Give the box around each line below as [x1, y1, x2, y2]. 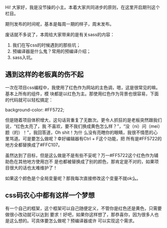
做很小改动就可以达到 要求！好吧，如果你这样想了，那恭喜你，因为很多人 [5, 211, 155, 217]
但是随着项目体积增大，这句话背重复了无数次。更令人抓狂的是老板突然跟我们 [5, 117, 162, 123]
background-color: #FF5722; [5, 107, 65, 113]
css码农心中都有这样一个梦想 [5, 191, 95, 200]
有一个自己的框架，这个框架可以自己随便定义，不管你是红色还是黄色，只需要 [5, 205, 162, 211]
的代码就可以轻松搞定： [5, 97, 53, 103]
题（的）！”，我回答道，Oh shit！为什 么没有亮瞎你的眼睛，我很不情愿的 [5, 129, 154, 135]
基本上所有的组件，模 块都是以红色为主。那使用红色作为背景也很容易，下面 [5, 91, 159, 97]
